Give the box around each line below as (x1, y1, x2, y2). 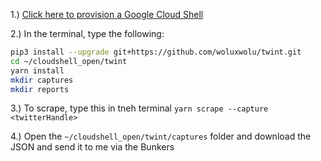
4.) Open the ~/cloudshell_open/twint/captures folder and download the (10, 130, 312, 143)
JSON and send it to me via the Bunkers (10, 141, 175, 153)
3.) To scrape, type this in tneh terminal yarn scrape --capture (10, 102, 269, 114)
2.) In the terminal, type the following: (10, 28, 165, 39)
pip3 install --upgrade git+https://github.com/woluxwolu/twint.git (10, 47, 302, 57)
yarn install (10, 65, 65, 76)
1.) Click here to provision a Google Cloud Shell (10, 9, 204, 20)
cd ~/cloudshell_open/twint (10, 56, 128, 66)
